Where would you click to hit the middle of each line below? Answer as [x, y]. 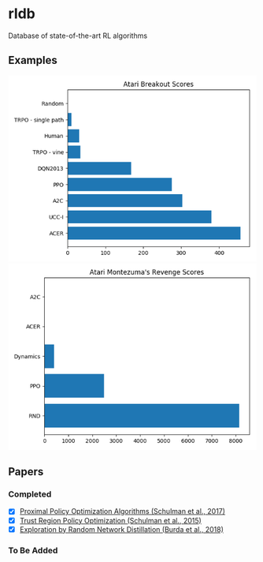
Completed [30, 494]
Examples [33, 60]
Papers [26, 472]
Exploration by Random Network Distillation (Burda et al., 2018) [122, 529]
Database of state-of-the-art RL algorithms [78, 36]
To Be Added [33, 550]
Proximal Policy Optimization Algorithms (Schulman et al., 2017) [122, 511]
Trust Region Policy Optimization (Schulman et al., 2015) [111, 520]
